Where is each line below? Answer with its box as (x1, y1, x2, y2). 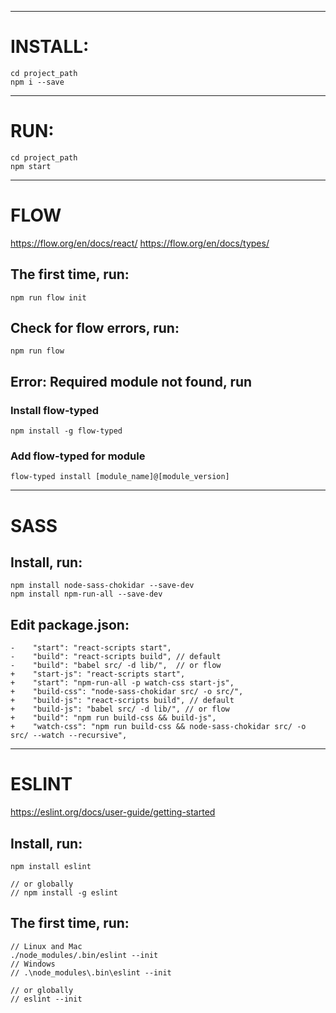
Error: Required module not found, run (10, 373, 253, 390)
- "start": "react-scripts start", (10, 643, 172, 653)
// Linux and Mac (10, 941, 83, 951)
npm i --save (10, 77, 65, 87)
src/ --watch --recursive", (10, 731, 128, 741)
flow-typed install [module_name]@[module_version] (10, 472, 230, 482)
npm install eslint (10, 861, 92, 871)
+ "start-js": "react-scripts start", (10, 669, 186, 680)
